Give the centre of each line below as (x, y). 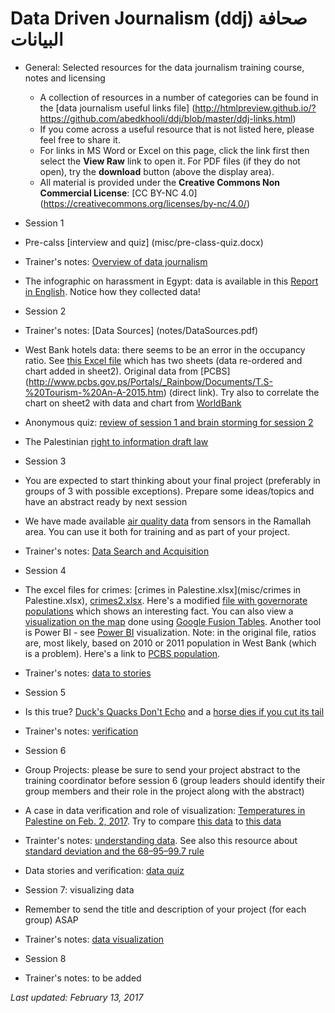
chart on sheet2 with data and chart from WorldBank (133, 403)
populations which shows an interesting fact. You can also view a (159, 611)
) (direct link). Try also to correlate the (241, 392)
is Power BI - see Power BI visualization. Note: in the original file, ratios (170, 632)
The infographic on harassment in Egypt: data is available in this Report (171, 281)
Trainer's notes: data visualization (94, 939)
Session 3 (45, 461)
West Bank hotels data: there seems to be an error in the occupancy (165, 349)
